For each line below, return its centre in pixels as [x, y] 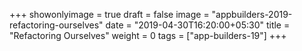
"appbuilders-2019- [252, 14]
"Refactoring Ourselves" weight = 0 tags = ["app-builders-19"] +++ [148, 35]
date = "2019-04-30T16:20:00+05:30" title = [198, 25]
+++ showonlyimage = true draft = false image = [109, 14]
